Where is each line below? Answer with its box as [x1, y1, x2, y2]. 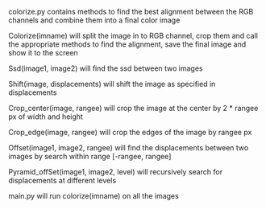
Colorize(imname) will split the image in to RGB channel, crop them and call [8, 31, 258, 40]
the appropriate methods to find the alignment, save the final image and [8, 39, 247, 49]
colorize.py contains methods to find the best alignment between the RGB [8, 7, 254, 16]
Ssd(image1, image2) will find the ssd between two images [8, 64, 203, 73]
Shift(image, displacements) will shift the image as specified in [8, 80, 216, 88]
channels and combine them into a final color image [8, 15, 181, 25]
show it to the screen [8, 48, 78, 57]
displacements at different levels [8, 176, 117, 185]
